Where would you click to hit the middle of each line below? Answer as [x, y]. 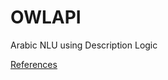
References [34, 64]
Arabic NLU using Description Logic [84, 45]
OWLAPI [46, 17]
